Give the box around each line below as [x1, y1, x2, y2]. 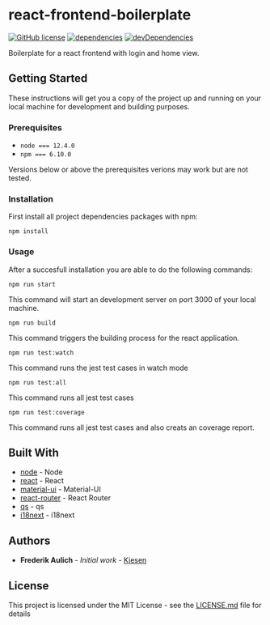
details [8, 609, 31, 619]
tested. [8, 173, 32, 183]
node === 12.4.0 [19, 142, 75, 151]
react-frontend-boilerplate [8, 6, 192, 24]
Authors [8, 534, 51, 547]
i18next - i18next [19, 510, 75, 520]
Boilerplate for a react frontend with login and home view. [8, 48, 200, 57]
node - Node [19, 467, 63, 477]
